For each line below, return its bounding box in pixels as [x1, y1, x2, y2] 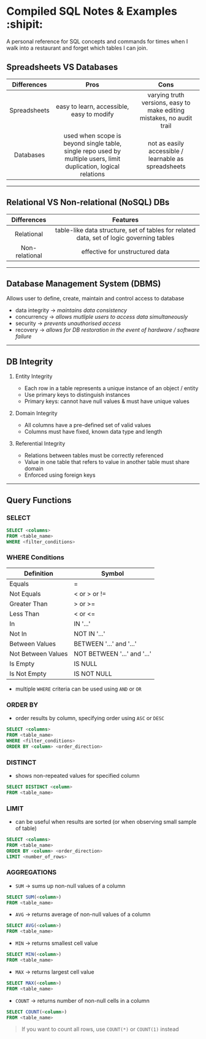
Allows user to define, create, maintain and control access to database [6, 295, 185, 302]
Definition [23, 569, 54, 578]
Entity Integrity [15, 373, 53, 380]
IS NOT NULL [73, 669, 112, 678]
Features [112, 215, 139, 224]
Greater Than [9, 599, 48, 608]
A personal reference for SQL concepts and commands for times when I [6, 37, 188, 45]
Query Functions [6, 495, 72, 505]
